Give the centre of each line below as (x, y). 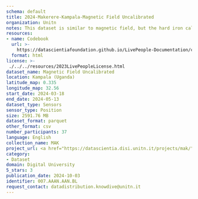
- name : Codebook (27, 39)
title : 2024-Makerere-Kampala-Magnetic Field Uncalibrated (80, 17)
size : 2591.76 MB (27, 115)
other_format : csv (29, 127)
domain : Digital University (41, 165)
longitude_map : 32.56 (33, 88)
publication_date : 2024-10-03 (43, 176)
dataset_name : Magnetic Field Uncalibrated (60, 72)
